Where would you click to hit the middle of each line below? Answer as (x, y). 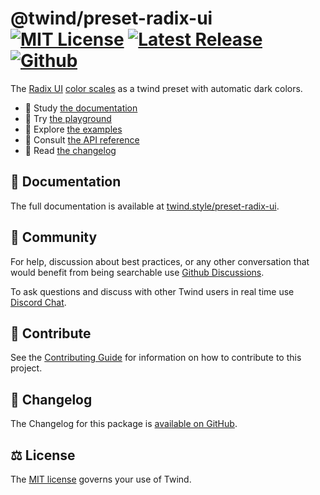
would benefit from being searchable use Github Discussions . (137, 272)
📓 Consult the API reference (82, 139)
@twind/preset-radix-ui (111, 18)
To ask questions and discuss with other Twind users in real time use (152, 291)
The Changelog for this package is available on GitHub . (124, 424)
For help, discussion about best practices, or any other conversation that (160, 261)
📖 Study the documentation (81, 108)
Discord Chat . (38, 302)
